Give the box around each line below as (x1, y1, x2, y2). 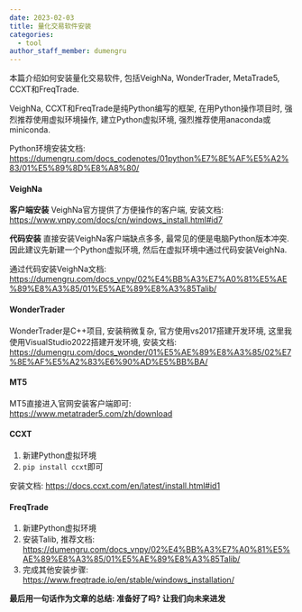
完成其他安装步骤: (22, 564, 88, 575)
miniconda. (9, 124, 51, 135)
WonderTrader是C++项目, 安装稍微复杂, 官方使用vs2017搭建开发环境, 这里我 (9, 325, 293, 336)
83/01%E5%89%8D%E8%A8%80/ (9, 163, 140, 174)
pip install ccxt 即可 (22, 461, 104, 471)
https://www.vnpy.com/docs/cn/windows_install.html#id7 (9, 215, 224, 225)
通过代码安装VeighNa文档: (9, 263, 106, 275)
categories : (9, 30, 54, 39)
